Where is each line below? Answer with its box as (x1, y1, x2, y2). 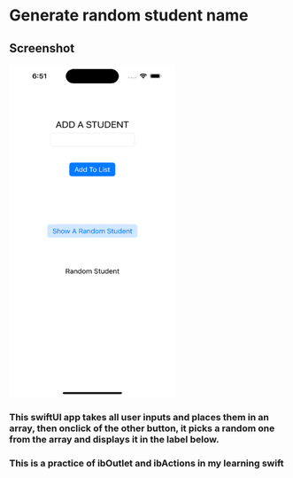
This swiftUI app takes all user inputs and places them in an (9, 411, 270, 423)
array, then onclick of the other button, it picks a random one (9, 422, 275, 435)
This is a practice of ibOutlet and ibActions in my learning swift (9, 457, 285, 469)
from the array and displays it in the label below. (9, 433, 220, 445)
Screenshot (9, 41, 75, 56)
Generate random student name (9, 5, 250, 26)
